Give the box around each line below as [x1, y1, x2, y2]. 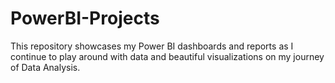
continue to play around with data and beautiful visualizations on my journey [10, 50, 325, 62]
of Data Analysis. [10, 61, 81, 73]
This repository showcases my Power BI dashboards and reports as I [10, 40, 294, 52]
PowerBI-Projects [10, 7, 160, 30]
